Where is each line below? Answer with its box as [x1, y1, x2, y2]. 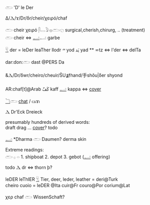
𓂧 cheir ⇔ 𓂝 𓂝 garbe [5, 34, 60, 41]
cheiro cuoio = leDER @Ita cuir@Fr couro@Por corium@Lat [5, 182, 130, 188]
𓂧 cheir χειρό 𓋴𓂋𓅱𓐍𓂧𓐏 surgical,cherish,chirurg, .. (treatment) [5, 27, 145, 33]
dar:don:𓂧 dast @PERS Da [5, 59, 65, 65]
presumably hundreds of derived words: [5, 119, 90, 125]
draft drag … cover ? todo [5, 124, 58, 131]
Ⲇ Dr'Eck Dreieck [5, 109, 42, 115]
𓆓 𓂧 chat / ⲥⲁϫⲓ [5, 98, 40, 104]
